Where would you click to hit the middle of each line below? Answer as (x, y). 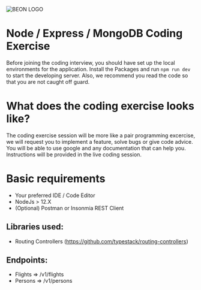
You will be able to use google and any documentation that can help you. (96, 148)
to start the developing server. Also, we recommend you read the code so (97, 75)
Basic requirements (56, 179)
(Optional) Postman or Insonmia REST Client (69, 208)
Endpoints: (27, 260)
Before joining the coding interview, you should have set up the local (91, 62)
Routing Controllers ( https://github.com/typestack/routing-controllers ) (101, 241)
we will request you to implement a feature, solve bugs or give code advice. (100, 141)
